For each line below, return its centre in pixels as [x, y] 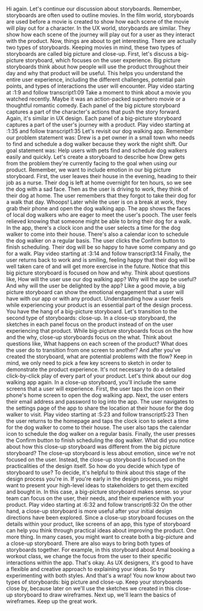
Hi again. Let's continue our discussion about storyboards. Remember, [94, 9]
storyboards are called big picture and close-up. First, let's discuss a [92, 54]
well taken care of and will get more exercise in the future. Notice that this [98, 266]
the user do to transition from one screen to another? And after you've [94, 350]
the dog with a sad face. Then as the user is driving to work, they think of [97, 189]
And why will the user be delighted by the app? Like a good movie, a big [96, 285]
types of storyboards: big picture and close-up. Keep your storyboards [95, 582]
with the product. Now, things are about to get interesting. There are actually [101, 41]
